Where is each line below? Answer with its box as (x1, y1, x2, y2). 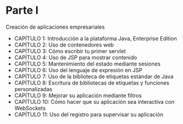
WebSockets (14, 104, 46, 111)
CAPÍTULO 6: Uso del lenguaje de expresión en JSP (14, 66, 143, 73)
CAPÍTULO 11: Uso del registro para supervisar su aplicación (14, 111, 163, 118)
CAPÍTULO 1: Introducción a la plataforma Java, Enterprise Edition (14, 35, 178, 42)
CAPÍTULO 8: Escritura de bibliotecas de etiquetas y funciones (14, 79, 169, 86)
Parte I (5, 4, 39, 17)
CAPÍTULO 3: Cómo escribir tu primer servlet (14, 47, 126, 54)
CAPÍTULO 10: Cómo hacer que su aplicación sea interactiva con (14, 98, 175, 105)
